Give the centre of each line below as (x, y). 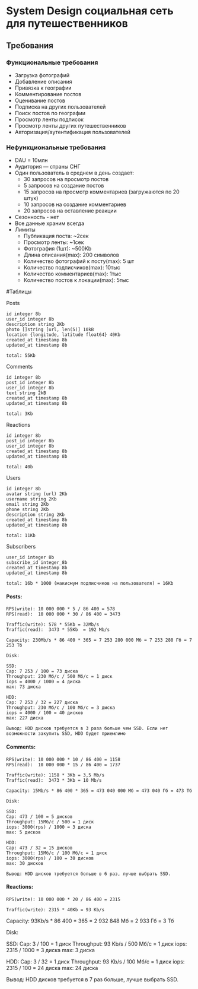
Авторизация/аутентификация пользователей (72, 132)
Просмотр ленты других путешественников (70, 125)
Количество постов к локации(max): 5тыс (76, 280)
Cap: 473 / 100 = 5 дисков (39, 817)
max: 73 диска (24, 687)
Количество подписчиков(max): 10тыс (72, 268)
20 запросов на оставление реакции (70, 211)
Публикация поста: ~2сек (56, 236)
